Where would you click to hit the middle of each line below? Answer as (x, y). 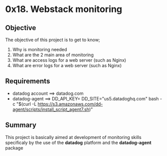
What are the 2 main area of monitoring (53, 55)
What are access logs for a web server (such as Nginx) (69, 60)
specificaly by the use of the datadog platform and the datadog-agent (78, 142)
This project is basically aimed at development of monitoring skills (73, 137)
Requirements (28, 81)
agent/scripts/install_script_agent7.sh (51, 109)
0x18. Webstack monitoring (64, 9)
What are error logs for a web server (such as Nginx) (67, 65)
